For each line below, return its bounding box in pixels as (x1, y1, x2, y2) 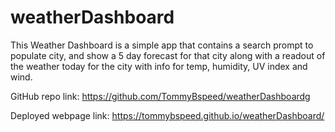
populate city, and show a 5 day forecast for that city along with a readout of (10, 49, 326, 61)
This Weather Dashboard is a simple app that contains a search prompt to (10, 39, 314, 51)
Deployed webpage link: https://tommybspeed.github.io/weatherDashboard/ (10, 109, 325, 121)
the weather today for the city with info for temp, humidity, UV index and (10, 60, 308, 72)
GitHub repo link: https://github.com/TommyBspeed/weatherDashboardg (10, 90, 311, 102)
